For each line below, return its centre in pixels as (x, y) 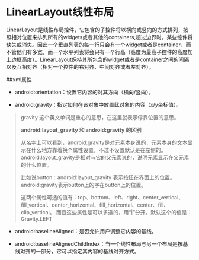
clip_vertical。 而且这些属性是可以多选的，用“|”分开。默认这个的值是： (106, 212)
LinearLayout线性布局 (60, 12)
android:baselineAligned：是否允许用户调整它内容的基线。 (86, 231)
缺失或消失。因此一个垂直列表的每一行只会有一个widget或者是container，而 (99, 45)
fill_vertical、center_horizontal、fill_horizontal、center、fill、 (95, 205)
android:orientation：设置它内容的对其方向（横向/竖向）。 (84, 92)
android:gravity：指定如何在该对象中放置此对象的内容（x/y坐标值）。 (98, 104)
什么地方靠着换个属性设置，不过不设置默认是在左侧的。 (99, 150)
